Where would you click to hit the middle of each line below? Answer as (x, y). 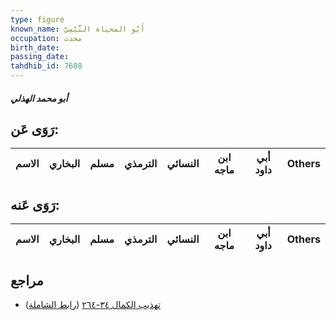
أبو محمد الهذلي (39, 98)
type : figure (37, 19)
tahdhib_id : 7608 (46, 66)
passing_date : (40, 57)
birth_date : (35, 47)
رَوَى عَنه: (35, 204)
